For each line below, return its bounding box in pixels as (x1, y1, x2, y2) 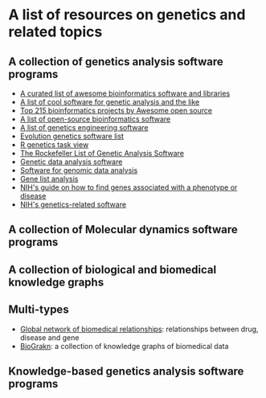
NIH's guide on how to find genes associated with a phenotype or (19, 183, 238, 192)
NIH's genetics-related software (19, 199, 127, 209)
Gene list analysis (19, 174, 79, 183)
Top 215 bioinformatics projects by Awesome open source (19, 106, 213, 115)
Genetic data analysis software (19, 157, 123, 166)
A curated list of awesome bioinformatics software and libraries (19, 88, 231, 98)
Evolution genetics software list (19, 131, 125, 141)
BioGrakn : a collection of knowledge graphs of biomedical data (19, 341, 229, 351)
